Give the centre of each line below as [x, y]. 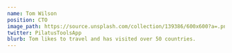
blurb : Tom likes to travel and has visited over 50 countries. [101, 39]
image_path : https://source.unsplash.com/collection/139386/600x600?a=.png [118, 26]
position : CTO [28, 20]
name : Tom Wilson [32, 13]
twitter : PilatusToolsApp [44, 33]
